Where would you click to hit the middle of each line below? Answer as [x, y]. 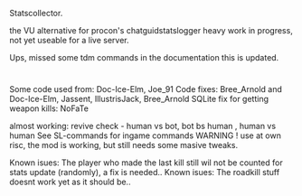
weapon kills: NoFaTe [49, 108]
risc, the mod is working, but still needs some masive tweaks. [123, 145]
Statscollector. [36, 13]
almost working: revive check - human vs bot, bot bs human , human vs [143, 126]
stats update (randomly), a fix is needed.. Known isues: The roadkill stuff [145, 173]
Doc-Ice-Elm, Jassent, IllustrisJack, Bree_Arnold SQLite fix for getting [139, 99]
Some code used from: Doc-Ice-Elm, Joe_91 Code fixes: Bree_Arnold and [146, 89]
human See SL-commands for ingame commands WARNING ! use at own [146, 135]
